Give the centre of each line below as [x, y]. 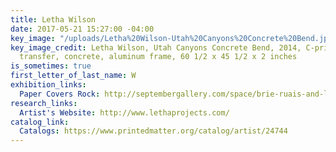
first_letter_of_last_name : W [73, 76]
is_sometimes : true [51, 66]
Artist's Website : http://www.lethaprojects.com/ [124, 112]
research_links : [44, 103]
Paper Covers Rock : [60, 94]
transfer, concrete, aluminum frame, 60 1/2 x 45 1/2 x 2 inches [158, 57]
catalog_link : [40, 122]
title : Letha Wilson [53, 19]
